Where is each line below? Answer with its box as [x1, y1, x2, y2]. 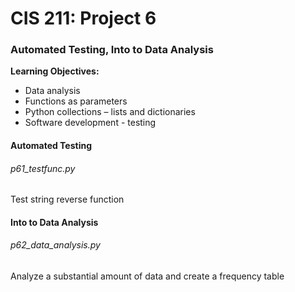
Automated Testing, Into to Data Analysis [10, 43, 214, 57]
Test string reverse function [10, 193, 125, 206]
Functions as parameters [24, 95, 128, 107]
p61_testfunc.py [10, 162, 76, 174]
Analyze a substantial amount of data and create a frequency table [10, 270, 285, 282]
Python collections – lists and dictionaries [24, 106, 196, 118]
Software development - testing [24, 117, 157, 129]
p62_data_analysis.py [10, 239, 101, 251]
